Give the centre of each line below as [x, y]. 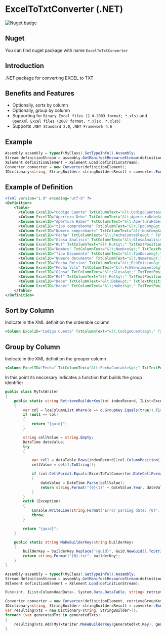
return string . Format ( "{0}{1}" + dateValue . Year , [92, 488]
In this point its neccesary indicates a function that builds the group [74, 377]
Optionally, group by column [41, 110]
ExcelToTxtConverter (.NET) [64, 9]
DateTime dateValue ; [44, 442]
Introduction [25, 66]
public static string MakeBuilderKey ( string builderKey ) [74, 542]
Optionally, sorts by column [40, 105]
